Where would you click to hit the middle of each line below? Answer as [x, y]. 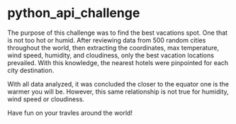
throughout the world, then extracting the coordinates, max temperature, [113, 47]
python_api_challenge [74, 13]
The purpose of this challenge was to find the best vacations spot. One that [118, 33]
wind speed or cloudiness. [46, 99]
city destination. [31, 70]
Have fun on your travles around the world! [70, 113]
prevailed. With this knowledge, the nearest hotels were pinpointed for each [118, 62]
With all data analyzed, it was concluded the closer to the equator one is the [118, 84]
